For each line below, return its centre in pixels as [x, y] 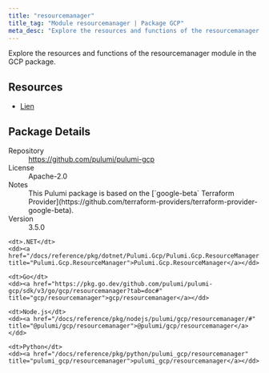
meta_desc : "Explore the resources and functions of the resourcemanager [134, 30]
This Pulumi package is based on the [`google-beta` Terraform [131, 193]
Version [21, 219]
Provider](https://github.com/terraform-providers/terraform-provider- [143, 202]
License [21, 168]
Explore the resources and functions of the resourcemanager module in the [132, 54]
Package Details [49, 132]
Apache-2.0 [48, 176]
